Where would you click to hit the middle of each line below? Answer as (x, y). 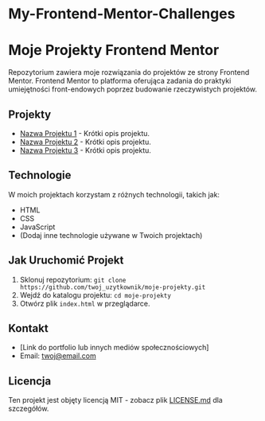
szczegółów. (29, 409)
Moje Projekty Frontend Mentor (114, 51)
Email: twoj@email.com (58, 356)
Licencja (30, 381)
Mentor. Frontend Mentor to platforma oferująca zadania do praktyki (120, 81)
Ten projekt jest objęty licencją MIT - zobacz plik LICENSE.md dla (115, 400)
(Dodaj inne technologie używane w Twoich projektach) (111, 235)
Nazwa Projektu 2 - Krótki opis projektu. (85, 142)
